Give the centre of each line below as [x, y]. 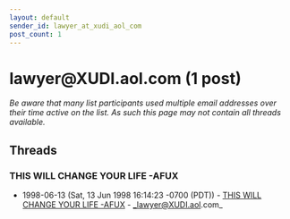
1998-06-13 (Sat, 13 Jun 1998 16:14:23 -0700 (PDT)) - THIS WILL [142, 195]
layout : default [39, 17]
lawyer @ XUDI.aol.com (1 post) [125, 78]
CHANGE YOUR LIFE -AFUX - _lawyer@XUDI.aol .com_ [123, 205]
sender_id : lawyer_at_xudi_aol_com [76, 26]
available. [28, 122]
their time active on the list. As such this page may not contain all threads [145, 113]
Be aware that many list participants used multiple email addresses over [143, 103]
